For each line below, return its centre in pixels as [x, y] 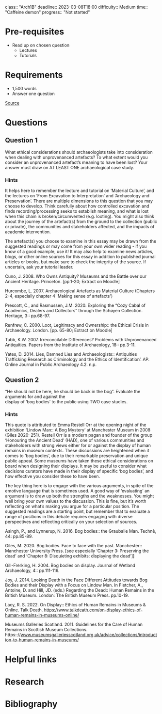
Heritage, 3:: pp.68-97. [28, 316]
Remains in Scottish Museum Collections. [46, 630]
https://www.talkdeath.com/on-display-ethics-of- [93, 610]
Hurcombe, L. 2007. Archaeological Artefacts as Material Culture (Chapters [80, 291]
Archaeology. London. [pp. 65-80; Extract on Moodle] [59, 330]
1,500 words [24, 88]
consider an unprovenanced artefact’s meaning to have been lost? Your [76, 162]
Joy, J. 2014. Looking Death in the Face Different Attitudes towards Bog [76, 580]
